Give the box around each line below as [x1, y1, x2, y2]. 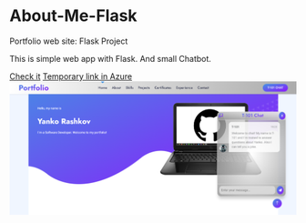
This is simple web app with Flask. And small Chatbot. [9, 53, 212, 64]
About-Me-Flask [9, 5, 138, 26]
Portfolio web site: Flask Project [9, 35, 128, 46]
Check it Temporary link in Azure [9, 70, 133, 82]
